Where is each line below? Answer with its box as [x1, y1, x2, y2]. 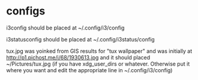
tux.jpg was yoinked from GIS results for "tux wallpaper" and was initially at [6, 47, 193, 55]
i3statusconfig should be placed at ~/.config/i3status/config [6, 35, 155, 43]
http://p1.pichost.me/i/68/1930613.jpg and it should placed [6, 54, 151, 61]
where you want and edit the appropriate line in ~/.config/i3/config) [6, 66, 173, 73]
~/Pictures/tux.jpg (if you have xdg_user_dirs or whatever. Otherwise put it [6, 60, 190, 67]
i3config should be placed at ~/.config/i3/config [6, 24, 125, 31]
